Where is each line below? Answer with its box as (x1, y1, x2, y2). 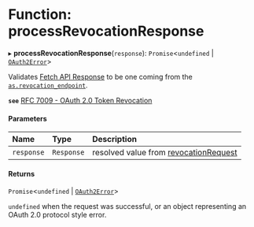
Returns (8, 169, 35, 178)
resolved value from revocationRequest (91, 147, 237, 158)
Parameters (8, 113, 47, 123)
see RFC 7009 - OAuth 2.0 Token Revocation (8, 95, 153, 105)
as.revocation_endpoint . (8, 80, 88, 90)
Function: (8, 6, 72, 24)
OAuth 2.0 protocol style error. (8, 210, 107, 220)
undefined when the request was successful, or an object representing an (8, 202, 247, 211)
